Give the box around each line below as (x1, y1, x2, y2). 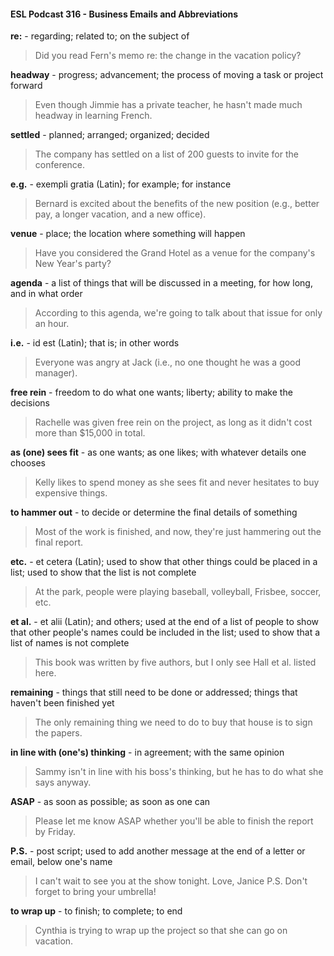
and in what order (10, 288, 83, 300)
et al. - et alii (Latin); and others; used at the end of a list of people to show (10, 616, 319, 628)
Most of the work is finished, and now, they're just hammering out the (34, 526, 322, 538)
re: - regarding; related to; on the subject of (10, 30, 190, 42)
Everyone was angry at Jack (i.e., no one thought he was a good (34, 356, 302, 369)
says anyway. (34, 776, 92, 789)
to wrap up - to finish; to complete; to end (10, 905, 183, 917)
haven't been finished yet (10, 697, 115, 709)
